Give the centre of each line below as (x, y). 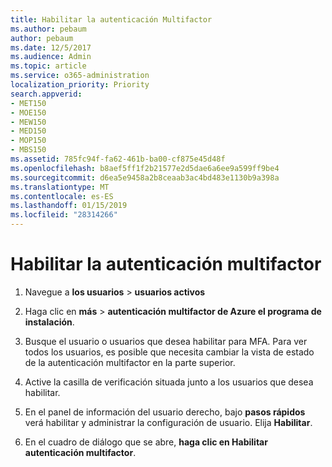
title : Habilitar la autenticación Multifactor (111, 19)
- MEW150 (28, 122)
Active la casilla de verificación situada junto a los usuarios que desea (169, 382)
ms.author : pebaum (48, 29)
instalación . (49, 322)
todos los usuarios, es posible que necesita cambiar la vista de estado (169, 352)
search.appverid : (46, 94)
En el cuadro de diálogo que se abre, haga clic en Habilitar (146, 442)
